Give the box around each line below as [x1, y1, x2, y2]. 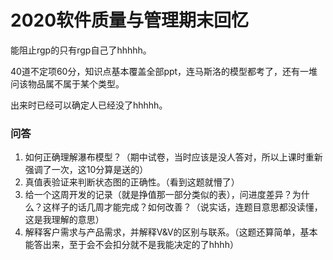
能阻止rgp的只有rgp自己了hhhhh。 [10, 44, 152, 56]
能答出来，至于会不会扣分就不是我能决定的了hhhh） [24, 239, 239, 251]
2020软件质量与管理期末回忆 [10, 9, 250, 32]
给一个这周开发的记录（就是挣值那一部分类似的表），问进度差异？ [24, 189, 293, 201]
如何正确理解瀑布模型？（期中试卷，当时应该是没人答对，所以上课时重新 [24, 151, 323, 163]
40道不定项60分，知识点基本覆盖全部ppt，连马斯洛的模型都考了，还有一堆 [10, 65, 318, 77]
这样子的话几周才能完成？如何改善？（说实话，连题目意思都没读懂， [42, 201, 323, 213]
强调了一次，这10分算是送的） [24, 164, 149, 176]
